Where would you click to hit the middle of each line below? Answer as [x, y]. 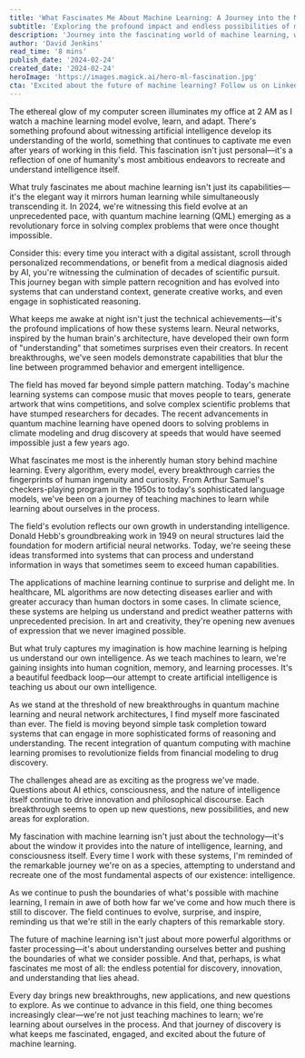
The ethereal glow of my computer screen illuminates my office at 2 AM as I [151, 111]
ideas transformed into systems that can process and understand [132, 554]
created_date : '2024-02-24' [63, 69]
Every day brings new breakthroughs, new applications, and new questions [150, 995]
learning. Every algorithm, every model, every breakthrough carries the [142, 470]
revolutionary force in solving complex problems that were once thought [144, 225]
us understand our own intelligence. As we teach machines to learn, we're [148, 658]
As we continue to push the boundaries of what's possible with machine [144, 893]
